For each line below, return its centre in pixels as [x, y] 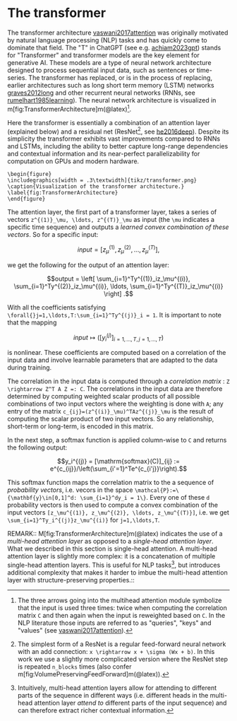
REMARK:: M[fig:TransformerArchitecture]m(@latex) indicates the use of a [115, 534]
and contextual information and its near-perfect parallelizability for [104, 154]
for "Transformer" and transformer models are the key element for [103, 55]
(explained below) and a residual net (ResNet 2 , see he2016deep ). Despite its [118, 131]
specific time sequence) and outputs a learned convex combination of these [118, 227]
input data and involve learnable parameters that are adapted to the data [113, 360]
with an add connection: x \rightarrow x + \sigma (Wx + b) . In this [116, 651]
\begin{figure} [30, 175]
